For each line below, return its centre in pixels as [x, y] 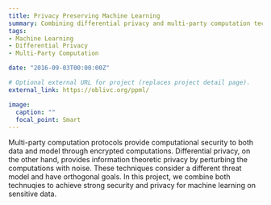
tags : [17, 31]
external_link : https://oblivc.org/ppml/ [79, 90]
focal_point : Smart [48, 119]
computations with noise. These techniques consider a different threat [125, 168]
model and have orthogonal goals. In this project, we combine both [120, 177]
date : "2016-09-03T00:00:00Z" [59, 68]
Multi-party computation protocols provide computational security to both [131, 143]
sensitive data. [33, 194]
